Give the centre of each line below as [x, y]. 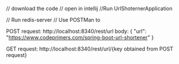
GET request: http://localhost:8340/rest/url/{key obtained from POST [90, 49]
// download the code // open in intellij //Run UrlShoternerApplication [89, 9]
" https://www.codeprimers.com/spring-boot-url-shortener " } [80, 37]
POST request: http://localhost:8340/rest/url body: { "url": [76, 31]
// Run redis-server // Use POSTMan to [53, 20]
